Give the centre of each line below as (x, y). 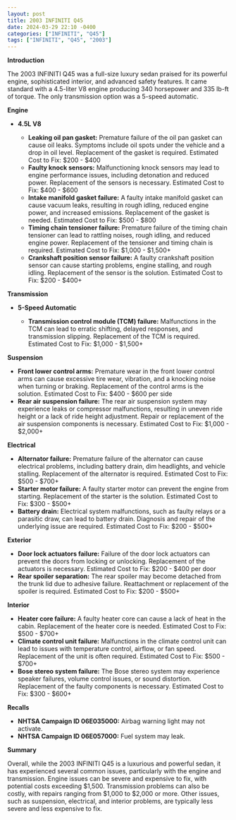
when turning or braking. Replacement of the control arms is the (111, 387)
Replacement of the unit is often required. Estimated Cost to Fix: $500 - (121, 656)
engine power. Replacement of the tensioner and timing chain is (120, 243)
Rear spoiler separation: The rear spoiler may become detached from (119, 576)
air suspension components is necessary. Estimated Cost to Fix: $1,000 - (123, 424)
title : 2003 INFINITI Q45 (45, 20)
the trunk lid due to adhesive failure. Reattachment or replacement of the (123, 584)
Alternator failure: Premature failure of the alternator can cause (110, 459)
